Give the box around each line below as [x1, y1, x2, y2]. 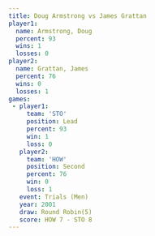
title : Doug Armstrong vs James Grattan [8, 11, 148, 20]
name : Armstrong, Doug [15, 27, 93, 35]
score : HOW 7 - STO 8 [19, 216, 93, 224]
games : [8, 95, 31, 103]
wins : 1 [15, 42, 42, 50]
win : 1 [26, 132, 49, 140]
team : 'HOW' [26, 155, 67, 163]
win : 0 [26, 178, 49, 187]
